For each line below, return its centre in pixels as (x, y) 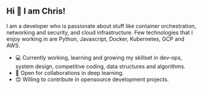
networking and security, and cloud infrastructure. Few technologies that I (100, 32)
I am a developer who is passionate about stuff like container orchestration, (101, 26)
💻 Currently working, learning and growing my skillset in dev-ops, (99, 57)
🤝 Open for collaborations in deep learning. (69, 73)
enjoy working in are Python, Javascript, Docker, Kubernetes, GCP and (95, 39)
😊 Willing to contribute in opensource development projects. (92, 79)
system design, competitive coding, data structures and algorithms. (100, 66)
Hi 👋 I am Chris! (36, 11)
